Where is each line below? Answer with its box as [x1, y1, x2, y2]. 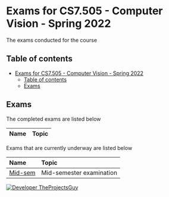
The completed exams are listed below [6, 115, 101, 123]
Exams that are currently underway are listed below [6, 144, 133, 151]
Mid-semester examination [41, 168, 118, 177]
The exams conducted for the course [6, 36, 97, 43]
